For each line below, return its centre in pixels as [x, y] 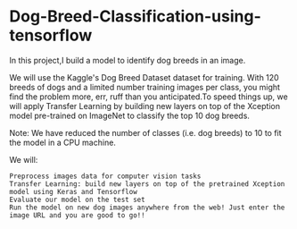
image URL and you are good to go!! [77, 215]
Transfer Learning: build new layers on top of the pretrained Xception [147, 184]
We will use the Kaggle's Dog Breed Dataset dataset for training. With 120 [144, 77]
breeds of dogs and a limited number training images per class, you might [145, 87]
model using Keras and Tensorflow [74, 191]
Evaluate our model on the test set [77, 199]
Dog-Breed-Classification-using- [135, 17]
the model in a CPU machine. [62, 142]
